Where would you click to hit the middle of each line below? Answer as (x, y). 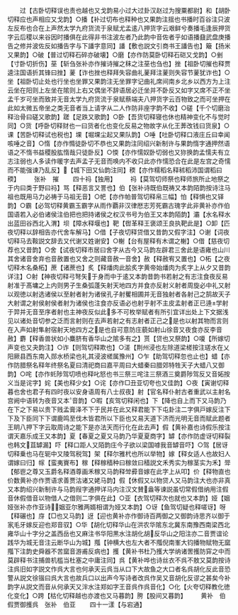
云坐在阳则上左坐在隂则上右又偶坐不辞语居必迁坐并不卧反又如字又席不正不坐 (119, 90)
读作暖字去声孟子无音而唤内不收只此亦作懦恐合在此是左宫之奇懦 (137, 161)
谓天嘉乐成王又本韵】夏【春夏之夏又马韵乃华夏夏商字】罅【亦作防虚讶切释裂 (119, 436)
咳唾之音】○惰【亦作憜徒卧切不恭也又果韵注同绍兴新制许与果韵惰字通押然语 (119, 143)
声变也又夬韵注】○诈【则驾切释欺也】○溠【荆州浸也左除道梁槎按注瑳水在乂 (119, 347)
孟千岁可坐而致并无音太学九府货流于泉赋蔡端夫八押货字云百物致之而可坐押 (116, 99)
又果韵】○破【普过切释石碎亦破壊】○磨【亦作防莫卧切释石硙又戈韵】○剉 (115, 55)
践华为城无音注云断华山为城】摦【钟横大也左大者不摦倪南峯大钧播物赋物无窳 (119, 542)
